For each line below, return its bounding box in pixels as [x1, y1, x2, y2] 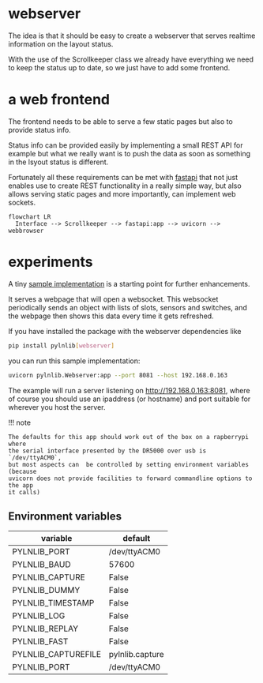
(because [8, 467, 37, 475]
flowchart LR [8, 212, 51, 221]
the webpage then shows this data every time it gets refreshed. [8, 311, 215, 321]
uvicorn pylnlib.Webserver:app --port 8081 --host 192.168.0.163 [8, 371, 227, 379]
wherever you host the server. [8, 402, 106, 411]
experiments [8, 253, 93, 271]
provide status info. [8, 125, 71, 134]
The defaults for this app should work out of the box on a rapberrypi [8, 433, 249, 441]
